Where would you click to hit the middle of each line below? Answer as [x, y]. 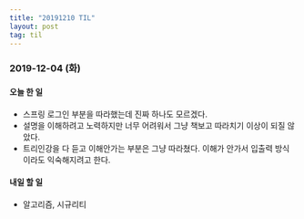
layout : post [34, 26]
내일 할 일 [26, 182]
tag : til [26, 35]
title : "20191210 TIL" [52, 18]
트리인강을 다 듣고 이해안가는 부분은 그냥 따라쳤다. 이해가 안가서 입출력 [147, 148]
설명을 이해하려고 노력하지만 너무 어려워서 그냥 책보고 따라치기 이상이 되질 [154, 125]
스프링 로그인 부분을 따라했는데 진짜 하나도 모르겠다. [115, 114]
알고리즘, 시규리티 [54, 204]
